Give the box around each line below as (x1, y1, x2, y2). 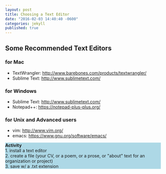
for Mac (5, 59, 25, 66)
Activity (5, 142, 22, 148)
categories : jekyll (5, 21, 45, 26)
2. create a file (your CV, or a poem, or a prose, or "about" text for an (5, 153, 145, 159)
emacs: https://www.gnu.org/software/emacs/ (12, 133, 107, 139)
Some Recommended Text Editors (5, 44, 112, 52)
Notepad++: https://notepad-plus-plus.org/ (12, 104, 101, 110)
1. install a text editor (5, 148, 47, 154)
